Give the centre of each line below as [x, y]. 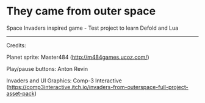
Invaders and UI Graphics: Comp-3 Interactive [64, 81]
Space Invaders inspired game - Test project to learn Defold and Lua [92, 28]
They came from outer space [81, 11]
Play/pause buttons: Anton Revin [47, 68]
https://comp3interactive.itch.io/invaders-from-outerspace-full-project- [99, 87]
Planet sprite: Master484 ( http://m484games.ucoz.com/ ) [78, 57]
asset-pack [20, 93]
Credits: [16, 45]
